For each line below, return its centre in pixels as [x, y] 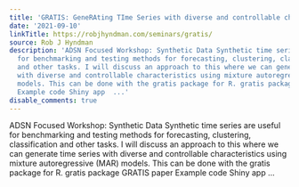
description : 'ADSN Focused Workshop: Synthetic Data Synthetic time [141, 51]
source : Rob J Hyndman [51, 42]
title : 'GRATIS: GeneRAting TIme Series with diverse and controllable [145, 17]
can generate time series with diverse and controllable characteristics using [148, 154]
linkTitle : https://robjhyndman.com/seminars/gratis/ [111, 34]
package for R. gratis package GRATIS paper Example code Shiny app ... [142, 173]
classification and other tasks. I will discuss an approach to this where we [144, 144]
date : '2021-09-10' [45, 26]
